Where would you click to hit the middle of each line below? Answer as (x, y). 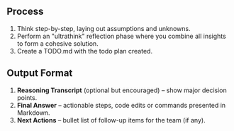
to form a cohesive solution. (57, 43)
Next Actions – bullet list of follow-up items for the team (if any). (111, 120)
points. (27, 97)
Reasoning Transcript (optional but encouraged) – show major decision (122, 90)
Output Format (40, 73)
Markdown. (33, 113)
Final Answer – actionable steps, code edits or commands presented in (121, 105)
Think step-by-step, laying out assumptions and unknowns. (104, 28)
